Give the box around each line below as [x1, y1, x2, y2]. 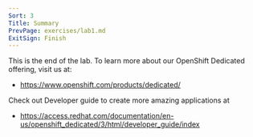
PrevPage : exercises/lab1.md [8, 26, 106, 34]
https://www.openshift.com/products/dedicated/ [19, 80, 181, 90]
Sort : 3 [8, 11, 35, 20]
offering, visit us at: [8, 65, 72, 75]
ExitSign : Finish [8, 34, 67, 42]
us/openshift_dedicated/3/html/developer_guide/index [19, 119, 200, 129]
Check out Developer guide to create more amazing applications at [8, 95, 231, 105]
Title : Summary [8, 19, 59, 27]
